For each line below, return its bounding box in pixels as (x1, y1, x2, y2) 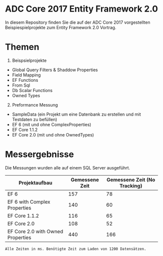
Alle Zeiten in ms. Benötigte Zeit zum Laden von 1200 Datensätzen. (5, 246, 147, 251)
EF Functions (12, 77, 38, 83)
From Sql (12, 82, 31, 88)
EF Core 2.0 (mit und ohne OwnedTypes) (12, 132, 94, 137)
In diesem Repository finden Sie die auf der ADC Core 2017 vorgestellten (5, 19, 150, 25)
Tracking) (119, 182, 143, 189)
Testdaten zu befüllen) (12, 116, 57, 122)
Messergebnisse (5, 149, 74, 160)
